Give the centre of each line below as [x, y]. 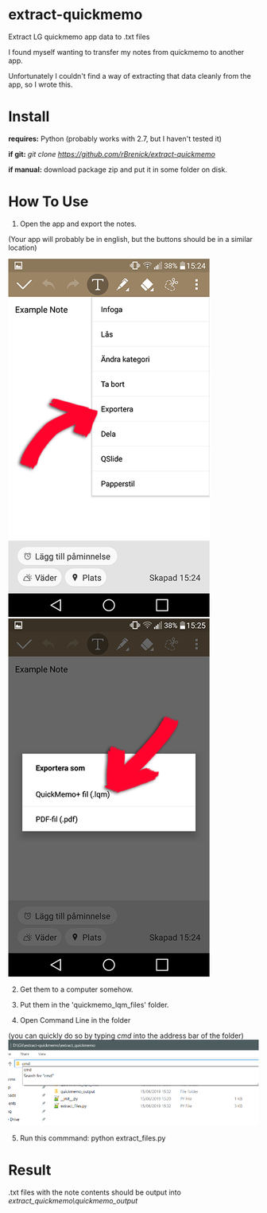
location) [23, 248]
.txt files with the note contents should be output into [95, 1192]
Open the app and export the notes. [78, 224]
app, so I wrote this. [41, 84]
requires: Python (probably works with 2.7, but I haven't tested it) [115, 138]
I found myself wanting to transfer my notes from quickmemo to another [126, 52]
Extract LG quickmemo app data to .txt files [79, 37]
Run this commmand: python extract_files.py [93, 1138]
